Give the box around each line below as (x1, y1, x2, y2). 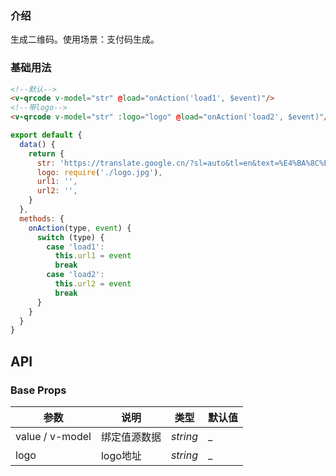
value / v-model (15, 430, 92, 444)
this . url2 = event (54, 279, 132, 289)
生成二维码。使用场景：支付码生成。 (10, 33, 160, 46)
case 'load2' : (46, 270, 105, 280)
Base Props (10, 383, 67, 397)
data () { (19, 139, 56, 149)
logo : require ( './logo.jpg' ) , (36, 167, 163, 177)
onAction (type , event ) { (28, 223, 132, 233)
